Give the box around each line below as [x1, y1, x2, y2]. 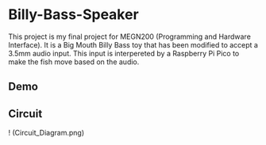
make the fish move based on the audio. [8, 57, 140, 67]
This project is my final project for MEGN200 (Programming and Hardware [8, 32, 252, 41]
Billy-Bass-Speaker [8, 6, 139, 24]
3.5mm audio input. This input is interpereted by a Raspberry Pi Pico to [8, 48, 240, 58]
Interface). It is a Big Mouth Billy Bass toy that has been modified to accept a [8, 40, 258, 49]
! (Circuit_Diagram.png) [8, 128, 85, 138]
